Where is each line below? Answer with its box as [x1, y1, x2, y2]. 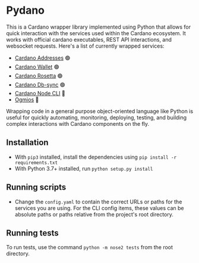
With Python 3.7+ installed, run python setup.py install [14, 165, 153, 172]
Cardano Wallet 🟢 [14, 63, 59, 70]
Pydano [6, 4, 45, 17]
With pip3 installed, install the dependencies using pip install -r [14, 153, 177, 160]
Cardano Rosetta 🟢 [14, 72, 63, 79]
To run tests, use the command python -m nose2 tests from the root [6, 244, 173, 251]
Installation [6, 138, 49, 148]
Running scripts [6, 182, 67, 193]
